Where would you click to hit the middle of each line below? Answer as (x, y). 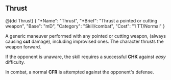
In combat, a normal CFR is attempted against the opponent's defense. (80, 72)
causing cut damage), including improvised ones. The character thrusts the (85, 41)
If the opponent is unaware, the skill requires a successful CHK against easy (86, 57)
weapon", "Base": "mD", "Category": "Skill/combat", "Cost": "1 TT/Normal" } (85, 26)
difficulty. (15, 62)
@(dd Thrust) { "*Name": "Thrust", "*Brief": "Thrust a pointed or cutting (81, 20)
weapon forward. (23, 47)
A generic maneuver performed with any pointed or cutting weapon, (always (86, 36)
